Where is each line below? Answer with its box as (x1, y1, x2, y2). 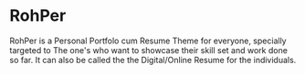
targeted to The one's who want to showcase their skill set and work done (9, 44, 288, 55)
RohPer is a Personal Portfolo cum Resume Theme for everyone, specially (9, 35, 287, 46)
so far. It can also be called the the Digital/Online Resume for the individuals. (9, 54, 297, 65)
